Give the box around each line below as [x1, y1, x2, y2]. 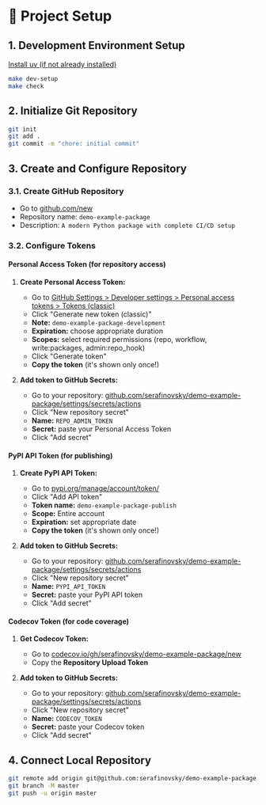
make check [8, 82, 44, 90]
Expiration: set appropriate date [31, 518, 137, 527]
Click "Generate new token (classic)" [31, 309, 152, 319]
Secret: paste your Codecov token [31, 722, 145, 731]
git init [8, 125, 37, 133]
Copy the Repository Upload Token [31, 658, 149, 667]
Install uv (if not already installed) [8, 59, 117, 69]
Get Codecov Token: [19, 634, 89, 644]
